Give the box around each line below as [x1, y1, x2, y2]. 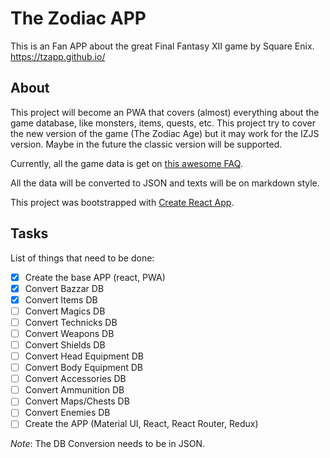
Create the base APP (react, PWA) [24, 271, 166, 283]
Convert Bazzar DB [24, 282, 105, 294]
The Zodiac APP [10, 7, 147, 30]
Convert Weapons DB [24, 327, 115, 339]
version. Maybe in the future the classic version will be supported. [10, 138, 283, 150]
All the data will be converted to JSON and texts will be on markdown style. [10, 177, 320, 189]
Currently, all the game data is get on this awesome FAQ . [10, 157, 243, 169]
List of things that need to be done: [10, 252, 155, 264]
